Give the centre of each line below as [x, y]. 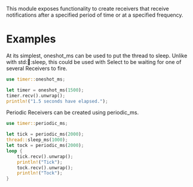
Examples [31, 39]
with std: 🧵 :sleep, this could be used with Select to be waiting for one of [94, 62]
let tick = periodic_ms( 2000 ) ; [45, 134]
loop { [14, 151]
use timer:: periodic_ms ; [37, 124]
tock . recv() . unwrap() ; [45, 168]
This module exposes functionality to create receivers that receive [88, 9]
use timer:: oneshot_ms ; [36, 79]
